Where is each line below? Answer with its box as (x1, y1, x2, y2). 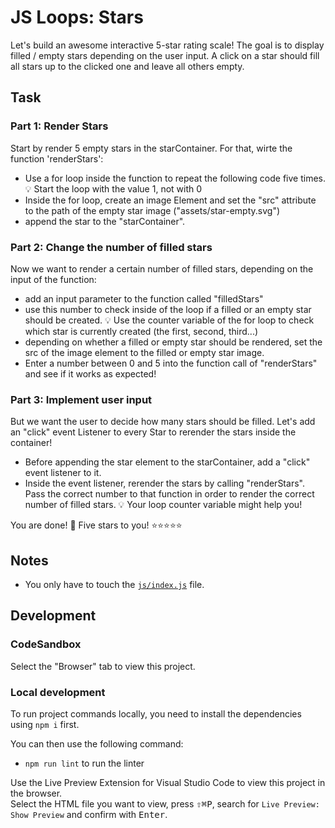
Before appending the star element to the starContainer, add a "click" (24, 456, 311, 468)
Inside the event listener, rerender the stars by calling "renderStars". (24, 477, 305, 490)
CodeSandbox (10, 637, 82, 651)
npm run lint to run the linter (24, 757, 145, 770)
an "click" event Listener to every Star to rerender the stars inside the (10, 426, 297, 438)
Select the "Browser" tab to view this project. (10, 660, 196, 672)
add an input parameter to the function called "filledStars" (24, 292, 264, 305)
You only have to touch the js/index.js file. (24, 579, 205, 591)
